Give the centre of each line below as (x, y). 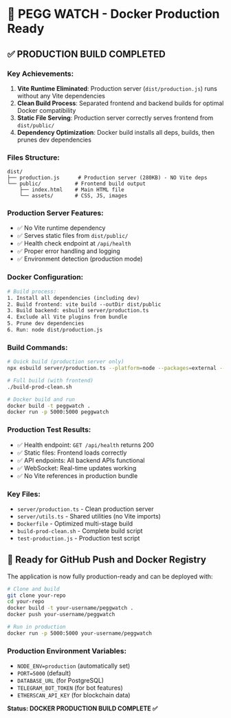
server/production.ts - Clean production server (85, 509)
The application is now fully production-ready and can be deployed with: (110, 576)
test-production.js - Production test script (78, 538)
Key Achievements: (41, 74)
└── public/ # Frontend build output (77, 184)
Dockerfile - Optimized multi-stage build (75, 523)
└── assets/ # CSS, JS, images (74, 196)
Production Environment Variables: (67, 651)
